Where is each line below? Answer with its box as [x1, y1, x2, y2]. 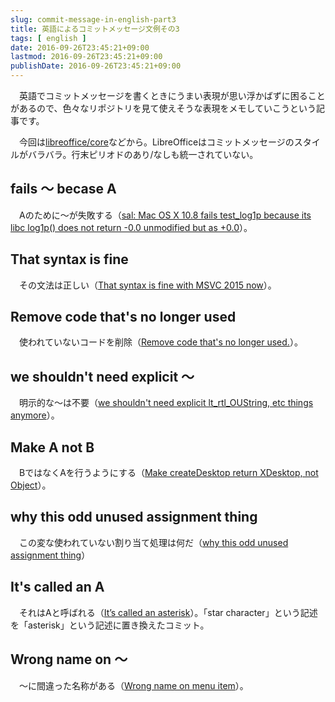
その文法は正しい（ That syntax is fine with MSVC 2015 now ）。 [18, 279, 277, 291]
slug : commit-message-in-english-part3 [10, 14, 177, 25]
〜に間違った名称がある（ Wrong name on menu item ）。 [18, 679, 249, 691]
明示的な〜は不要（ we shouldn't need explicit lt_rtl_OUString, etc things [18, 397, 314, 409]
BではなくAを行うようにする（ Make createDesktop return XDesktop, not [18, 467, 319, 479]
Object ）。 [10, 479, 52, 491]
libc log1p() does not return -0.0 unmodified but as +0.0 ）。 [10, 221, 253, 233]
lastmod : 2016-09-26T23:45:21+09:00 [10, 52, 163, 62]
